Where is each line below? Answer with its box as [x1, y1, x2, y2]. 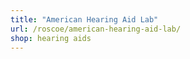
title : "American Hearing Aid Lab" [10, 14, 159, 25]
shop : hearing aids [10, 33, 92, 43]
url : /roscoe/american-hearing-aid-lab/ [10, 24, 182, 34]
